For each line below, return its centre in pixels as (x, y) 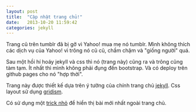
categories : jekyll (30, 28)
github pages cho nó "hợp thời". (45, 74)
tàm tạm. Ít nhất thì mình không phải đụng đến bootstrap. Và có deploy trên (97, 68)
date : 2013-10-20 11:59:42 (42, 22)
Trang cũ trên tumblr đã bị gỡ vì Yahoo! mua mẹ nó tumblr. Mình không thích (98, 44)
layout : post (22, 11)
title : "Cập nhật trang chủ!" (44, 17)
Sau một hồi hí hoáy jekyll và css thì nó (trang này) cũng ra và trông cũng (94, 62)
